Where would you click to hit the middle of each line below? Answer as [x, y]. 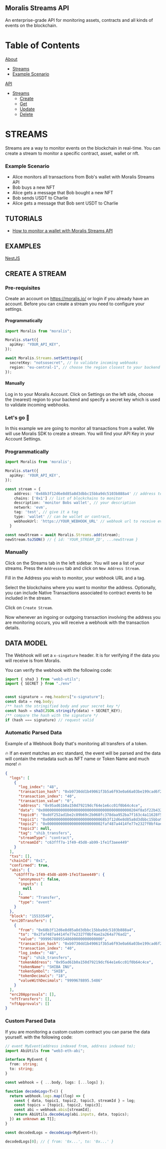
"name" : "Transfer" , [39, 898]
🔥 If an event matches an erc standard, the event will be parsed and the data [83, 753]
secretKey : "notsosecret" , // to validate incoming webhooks [74, 363]
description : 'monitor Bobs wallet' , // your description [75, 503]
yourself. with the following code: [39, 1037]
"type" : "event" [35, 902]
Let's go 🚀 [17, 417]
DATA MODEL [26, 643]
